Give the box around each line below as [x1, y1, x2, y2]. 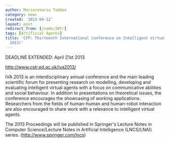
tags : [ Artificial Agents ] [5, 31, 62, 36]
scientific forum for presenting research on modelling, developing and [5, 79, 151, 85]
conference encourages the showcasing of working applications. [5, 95, 141, 101]
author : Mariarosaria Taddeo [5, 7, 67, 13]
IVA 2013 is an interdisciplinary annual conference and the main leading [5, 74, 154, 80]
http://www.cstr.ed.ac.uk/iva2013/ [5, 64, 76, 70]
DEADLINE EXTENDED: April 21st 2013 [5, 54, 85, 60]
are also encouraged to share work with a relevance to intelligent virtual [5, 106, 155, 112]
